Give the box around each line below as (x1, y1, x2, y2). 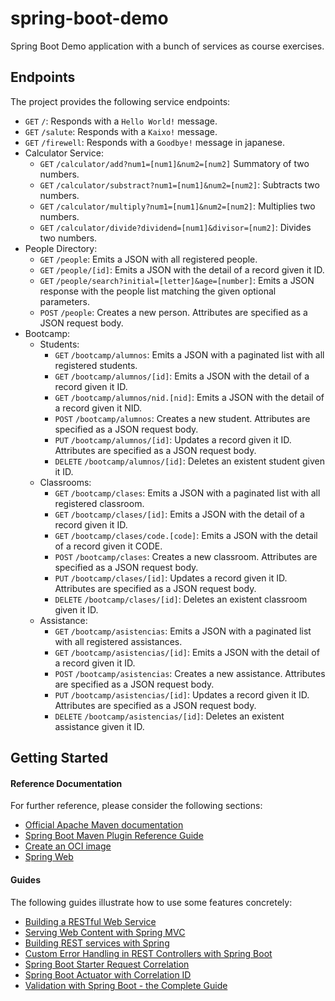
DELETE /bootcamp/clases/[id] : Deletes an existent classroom (54, 593, 308, 605)
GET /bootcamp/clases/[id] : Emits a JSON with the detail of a (54, 508, 305, 520)
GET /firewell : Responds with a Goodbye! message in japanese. (24, 136, 285, 148)
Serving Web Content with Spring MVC (24, 926, 186, 938)
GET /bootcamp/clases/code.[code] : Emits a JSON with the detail (54, 529, 318, 541)
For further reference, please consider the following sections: (10, 800, 263, 812)
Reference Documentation (10, 777, 123, 789)
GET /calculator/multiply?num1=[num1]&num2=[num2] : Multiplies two (39, 200, 316, 212)
